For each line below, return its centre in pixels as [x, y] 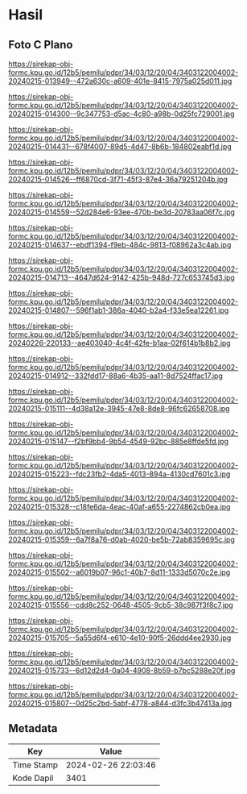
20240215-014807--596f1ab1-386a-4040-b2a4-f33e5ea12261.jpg [119, 310]
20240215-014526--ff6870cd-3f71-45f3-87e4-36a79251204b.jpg [118, 179]
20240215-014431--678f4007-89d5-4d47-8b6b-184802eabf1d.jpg [120, 146]
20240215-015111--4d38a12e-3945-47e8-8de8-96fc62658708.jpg [119, 408]
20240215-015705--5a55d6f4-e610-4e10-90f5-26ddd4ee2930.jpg [120, 638]
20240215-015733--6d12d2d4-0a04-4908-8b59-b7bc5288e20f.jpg [122, 670]
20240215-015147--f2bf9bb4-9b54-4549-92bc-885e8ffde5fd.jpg [119, 441]
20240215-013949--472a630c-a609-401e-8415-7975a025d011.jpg [120, 81]
